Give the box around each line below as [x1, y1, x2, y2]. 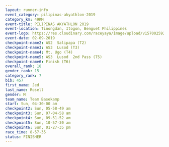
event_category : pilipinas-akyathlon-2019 [5, 12, 96, 17]
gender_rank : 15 [5, 69, 39, 74]
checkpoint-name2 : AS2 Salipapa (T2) [5, 40, 87, 45]
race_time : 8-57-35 [5, 129, 46, 134]
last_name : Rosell [5, 87, 44, 92]
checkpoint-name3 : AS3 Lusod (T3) [5, 45, 80, 50]
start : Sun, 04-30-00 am [5, 102, 57, 107]
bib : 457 [5, 78, 24, 83]
